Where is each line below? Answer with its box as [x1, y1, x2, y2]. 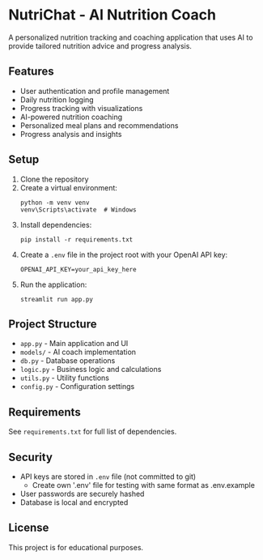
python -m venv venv [19, 199, 90, 207]
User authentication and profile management [19, 86, 170, 96]
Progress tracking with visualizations [19, 103, 143, 113]
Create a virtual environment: [19, 182, 117, 192]
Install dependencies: [19, 220, 92, 229]
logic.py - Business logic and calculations [19, 365, 162, 374]
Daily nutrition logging [19, 95, 95, 105]
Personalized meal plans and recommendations [19, 120, 179, 130]
